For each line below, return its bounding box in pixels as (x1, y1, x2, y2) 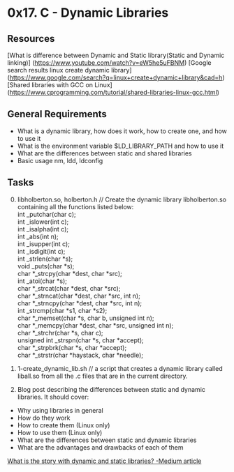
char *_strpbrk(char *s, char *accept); (17, 343, 127, 351)
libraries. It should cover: (17, 393, 89, 401)
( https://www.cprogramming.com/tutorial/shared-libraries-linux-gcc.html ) (7, 89, 220, 96)
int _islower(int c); (17, 218, 69, 226)
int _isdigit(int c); (17, 247, 66, 255)
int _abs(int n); (17, 232, 59, 241)
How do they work (17, 413, 71, 422)
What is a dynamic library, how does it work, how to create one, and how (17, 127, 227, 135)
